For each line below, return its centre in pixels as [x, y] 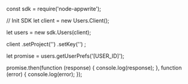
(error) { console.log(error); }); [44, 74]
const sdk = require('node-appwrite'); [54, 9]
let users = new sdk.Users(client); [49, 32]
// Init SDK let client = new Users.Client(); [58, 20]
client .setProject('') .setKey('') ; [46, 44]
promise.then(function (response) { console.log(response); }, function [94, 68]
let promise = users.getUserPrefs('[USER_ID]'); [65, 56]
